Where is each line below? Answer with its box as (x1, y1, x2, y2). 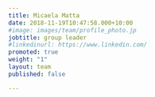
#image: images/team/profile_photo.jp (8, 26, 137, 34)
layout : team (8, 63, 52, 71)
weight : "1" (8, 56, 48, 64)
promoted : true (8, 48, 59, 56)
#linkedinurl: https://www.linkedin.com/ (8, 41, 148, 49)
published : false (8, 70, 66, 78)
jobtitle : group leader (8, 33, 87, 42)
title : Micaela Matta (8, 11, 80, 20)
